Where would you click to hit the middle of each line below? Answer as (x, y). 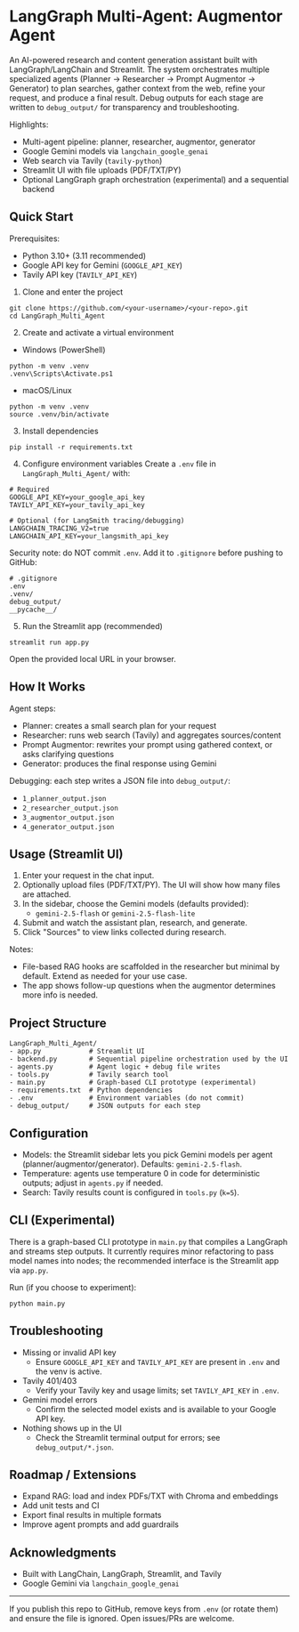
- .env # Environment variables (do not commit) (127, 1098)
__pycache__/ (33, 610)
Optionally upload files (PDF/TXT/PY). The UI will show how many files (151, 885)
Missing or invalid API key (69, 1352)
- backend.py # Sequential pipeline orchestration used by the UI (149, 1059)
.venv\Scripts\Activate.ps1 (61, 374)
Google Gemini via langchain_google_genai (101, 1584)
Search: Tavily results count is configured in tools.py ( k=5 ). (131, 1192)
